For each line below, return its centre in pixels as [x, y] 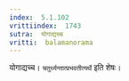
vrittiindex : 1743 [45, 26]
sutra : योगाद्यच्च [36, 34]
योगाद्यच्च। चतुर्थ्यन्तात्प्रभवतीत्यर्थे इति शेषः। [65, 68]
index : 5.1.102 [39, 17]
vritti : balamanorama [51, 42]
